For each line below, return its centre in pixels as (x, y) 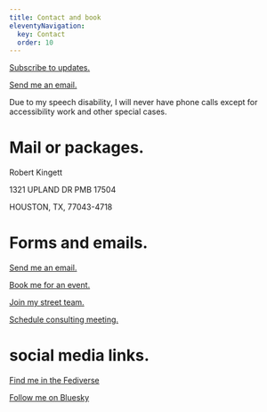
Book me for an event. (50, 285)
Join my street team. (47, 302)
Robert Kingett (36, 173)
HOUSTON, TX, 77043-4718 (61, 207)
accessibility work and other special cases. (88, 111)
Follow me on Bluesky (49, 398)
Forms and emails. (79, 243)
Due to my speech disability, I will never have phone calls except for (133, 103)
